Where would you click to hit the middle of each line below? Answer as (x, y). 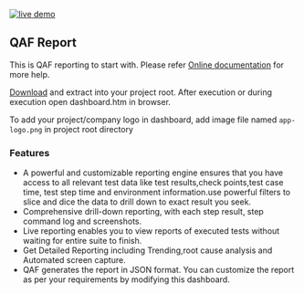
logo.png (26, 130)
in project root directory (89, 129)
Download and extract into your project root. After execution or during (141, 92)
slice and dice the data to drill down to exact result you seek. (137, 202)
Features (30, 152)
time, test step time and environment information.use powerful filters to (157, 193)
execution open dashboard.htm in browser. (90, 101)
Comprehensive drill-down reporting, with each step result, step (143, 212)
